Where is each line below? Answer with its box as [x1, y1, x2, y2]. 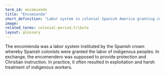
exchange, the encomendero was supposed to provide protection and [5, 54, 146, 59]
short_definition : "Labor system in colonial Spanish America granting [5, 16, 155, 21]
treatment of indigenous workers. [5, 64, 73, 70]
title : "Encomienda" [5, 12, 48, 17]
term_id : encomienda [5, 7, 48, 12]
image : [5, 21, 19, 26]
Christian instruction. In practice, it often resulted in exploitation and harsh [5, 59, 155, 65]
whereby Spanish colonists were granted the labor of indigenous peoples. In [5, 49, 160, 54]
